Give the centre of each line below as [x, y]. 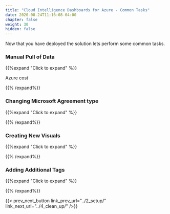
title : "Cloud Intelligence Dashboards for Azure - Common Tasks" [78, 10]
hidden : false [20, 29]
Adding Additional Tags [35, 169]
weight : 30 [17, 24]
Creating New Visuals [33, 135]
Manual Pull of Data [30, 57]
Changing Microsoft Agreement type [52, 101]
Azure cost [17, 78]
